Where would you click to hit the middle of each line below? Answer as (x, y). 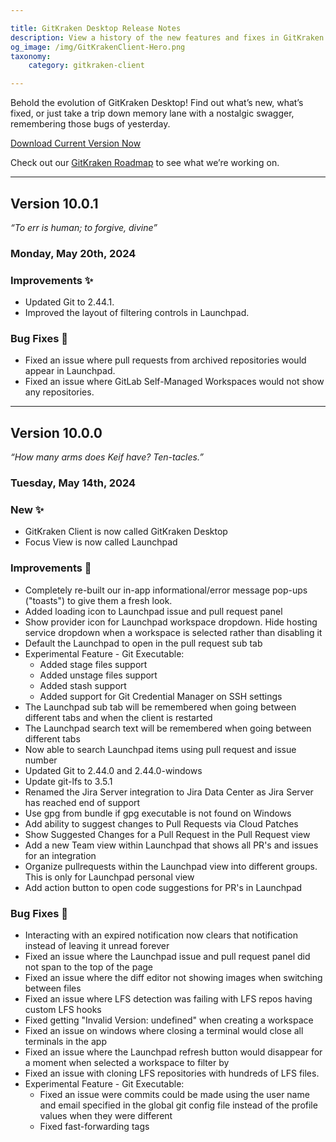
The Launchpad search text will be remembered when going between (168, 728)
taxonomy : (31, 56)
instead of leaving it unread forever (97, 946)
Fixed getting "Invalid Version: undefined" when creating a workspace (169, 1020)
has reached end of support (82, 802)
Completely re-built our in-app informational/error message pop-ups (166, 590)
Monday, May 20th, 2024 (73, 253)
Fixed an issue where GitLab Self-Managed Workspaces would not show (174, 382)
